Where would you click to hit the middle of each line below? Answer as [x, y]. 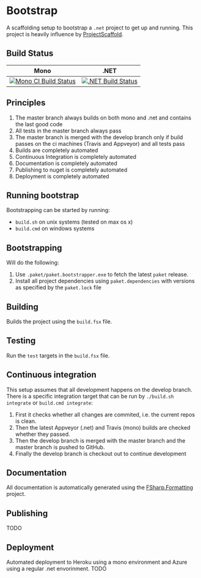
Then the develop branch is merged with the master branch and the [100, 440]
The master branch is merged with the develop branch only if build [99, 137]
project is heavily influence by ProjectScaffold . [65, 34]
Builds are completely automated [57, 150]
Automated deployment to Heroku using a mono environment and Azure [97, 562]
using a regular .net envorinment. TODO [57, 569]
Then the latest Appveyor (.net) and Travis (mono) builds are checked [103, 427]
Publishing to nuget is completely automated [71, 170]
